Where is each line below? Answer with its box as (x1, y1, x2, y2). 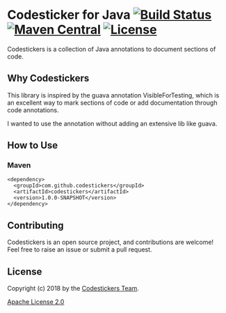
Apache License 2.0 (7, 298, 65, 306)
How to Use (7, 139, 58, 151)
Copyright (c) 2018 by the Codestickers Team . (7, 284, 139, 293)
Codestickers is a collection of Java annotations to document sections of (7, 45, 216, 53)
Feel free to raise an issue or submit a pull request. (7, 245, 152, 254)
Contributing (7, 220, 64, 231)
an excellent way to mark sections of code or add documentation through (7, 98, 218, 107)
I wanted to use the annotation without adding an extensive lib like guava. (7, 119, 218, 128)
